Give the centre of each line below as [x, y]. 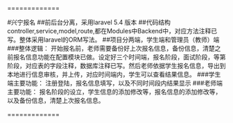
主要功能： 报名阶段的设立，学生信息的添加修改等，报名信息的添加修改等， [114, 92]
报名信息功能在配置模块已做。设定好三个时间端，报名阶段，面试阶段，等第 [119, 57]
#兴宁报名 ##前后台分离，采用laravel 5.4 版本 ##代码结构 [89, 22]
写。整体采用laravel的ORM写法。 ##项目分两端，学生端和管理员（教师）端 [113, 40]
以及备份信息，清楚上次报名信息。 [56, 100]
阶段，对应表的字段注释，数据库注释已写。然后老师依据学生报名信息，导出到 [116, 66]
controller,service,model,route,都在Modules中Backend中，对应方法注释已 [112, 31]
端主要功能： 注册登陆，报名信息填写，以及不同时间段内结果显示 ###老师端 [115, 83]
